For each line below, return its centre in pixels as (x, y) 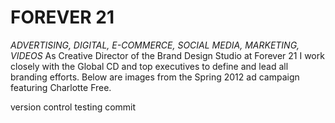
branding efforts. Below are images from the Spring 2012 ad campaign (155, 77)
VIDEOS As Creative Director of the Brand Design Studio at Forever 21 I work (167, 55)
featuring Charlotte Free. (61, 87)
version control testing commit (73, 107)
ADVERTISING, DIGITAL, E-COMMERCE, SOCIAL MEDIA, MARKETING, (155, 45)
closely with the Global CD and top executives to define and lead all (149, 66)
